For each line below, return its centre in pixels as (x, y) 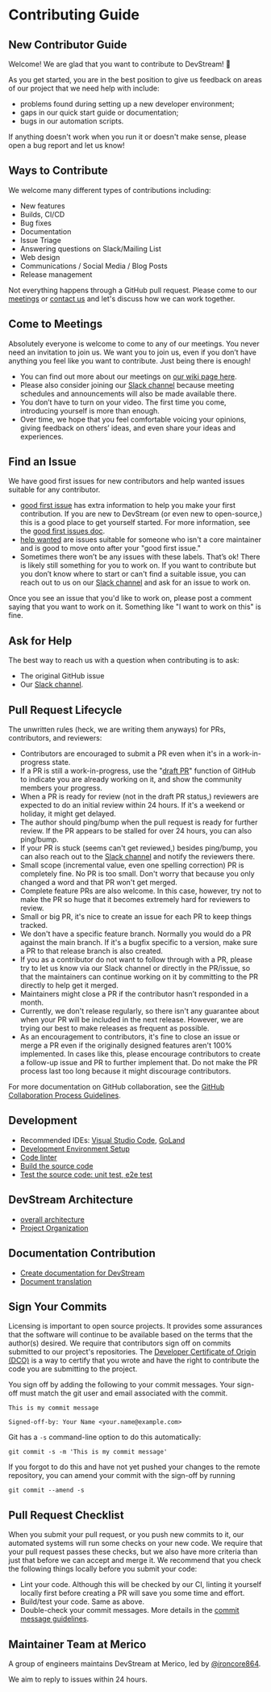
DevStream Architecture (71, 1200)
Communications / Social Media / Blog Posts (94, 266)
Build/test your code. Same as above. (82, 1602)
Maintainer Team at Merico (77, 1644)
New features (43, 206)
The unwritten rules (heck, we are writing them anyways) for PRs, (117, 729)
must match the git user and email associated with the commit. (124, 1393)
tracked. (34, 926)
